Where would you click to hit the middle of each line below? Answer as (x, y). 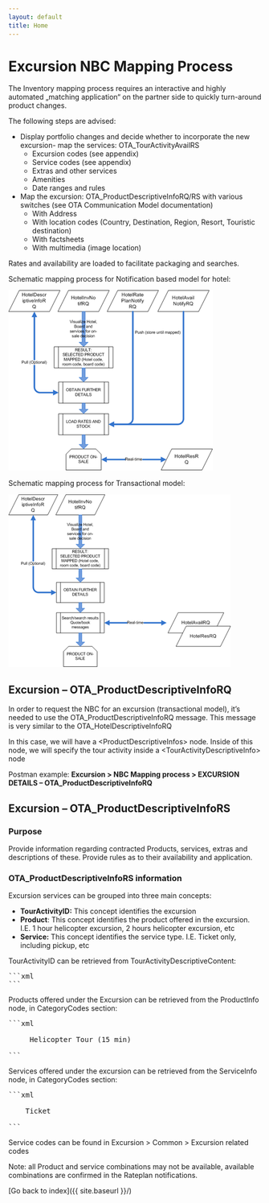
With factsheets (58, 239)
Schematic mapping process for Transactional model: (97, 484)
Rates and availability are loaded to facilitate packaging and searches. (124, 264)
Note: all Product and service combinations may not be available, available (131, 1167)
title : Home (28, 25)
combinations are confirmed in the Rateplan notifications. (103, 1176)
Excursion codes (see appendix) (85, 154)
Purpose (25, 831)
